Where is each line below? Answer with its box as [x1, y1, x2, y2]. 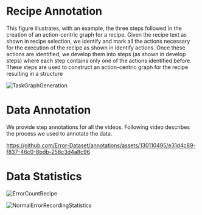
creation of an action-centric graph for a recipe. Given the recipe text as [6, 31, 187, 38]
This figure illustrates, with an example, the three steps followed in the [6, 24, 183, 32]
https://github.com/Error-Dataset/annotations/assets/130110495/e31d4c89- [6, 142, 196, 149]
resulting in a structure [6, 70, 63, 77]
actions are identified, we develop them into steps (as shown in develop [6, 50, 186, 57]
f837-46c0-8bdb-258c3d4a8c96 [6, 148, 90, 155]
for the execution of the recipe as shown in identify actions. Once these [6, 44, 186, 51]
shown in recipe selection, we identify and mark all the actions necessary [6, 37, 190, 45]
